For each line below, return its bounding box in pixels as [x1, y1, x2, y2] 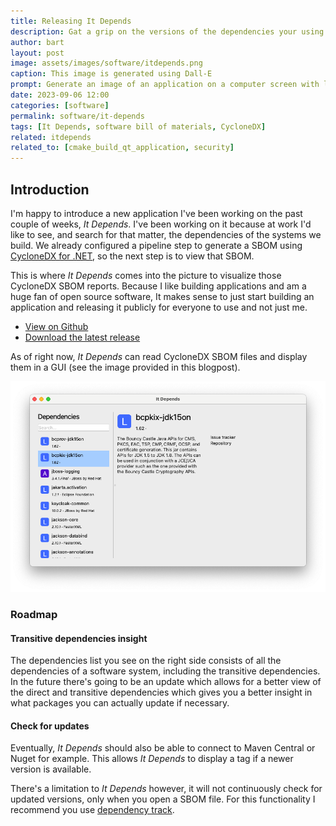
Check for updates [10, 720, 90, 732]
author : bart [10, 37, 65, 47]
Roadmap [10, 607, 58, 621]
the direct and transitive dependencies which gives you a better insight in [10, 686, 313, 699]
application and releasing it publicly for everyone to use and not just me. [10, 301, 308, 313]
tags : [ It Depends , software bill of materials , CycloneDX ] [10, 121, 267, 132]
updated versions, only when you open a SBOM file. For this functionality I [10, 793, 316, 805]
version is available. [10, 763, 92, 775]
